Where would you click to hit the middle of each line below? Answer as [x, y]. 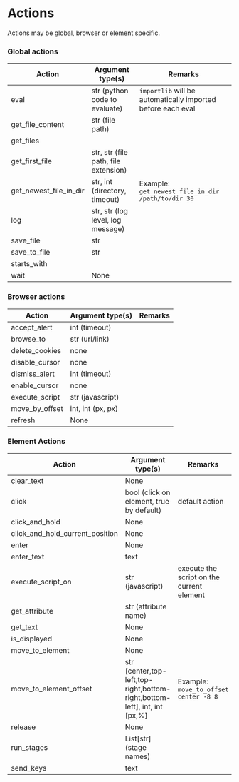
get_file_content [38, 125]
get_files [25, 141]
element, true [147, 501]
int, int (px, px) [94, 408]
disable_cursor [36, 362]
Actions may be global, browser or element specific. [84, 33]
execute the [197, 568]
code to [104, 100]
